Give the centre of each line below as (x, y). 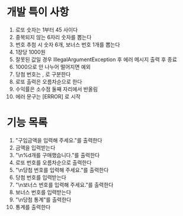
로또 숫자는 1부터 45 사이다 (46, 30)
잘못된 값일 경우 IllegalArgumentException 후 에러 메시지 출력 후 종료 (96, 59)
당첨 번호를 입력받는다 (41, 177)
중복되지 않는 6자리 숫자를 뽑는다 (53, 37)
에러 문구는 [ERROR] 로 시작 (48, 96)
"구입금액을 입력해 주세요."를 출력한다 (59, 140)
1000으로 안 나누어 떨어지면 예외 (53, 66)
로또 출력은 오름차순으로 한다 (49, 81)
